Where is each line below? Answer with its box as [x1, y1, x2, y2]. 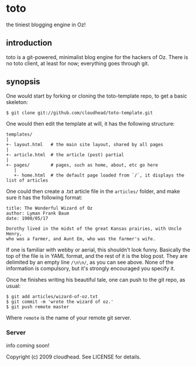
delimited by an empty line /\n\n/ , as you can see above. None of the [6, 258, 174, 265]
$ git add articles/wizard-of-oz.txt [6, 294, 98, 299]
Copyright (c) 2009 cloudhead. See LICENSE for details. [6, 353, 142, 360]
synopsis [6, 77, 40, 87]
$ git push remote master [6, 303, 69, 310]
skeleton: [6, 98, 28, 105]
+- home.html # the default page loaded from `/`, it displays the [13, 172, 184, 178]
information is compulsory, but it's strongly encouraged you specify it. [6, 265, 176, 272]
